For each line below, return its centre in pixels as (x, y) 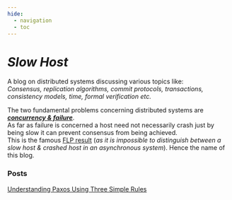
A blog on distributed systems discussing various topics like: (95, 81)
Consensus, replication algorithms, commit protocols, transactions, (105, 89)
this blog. (21, 155)
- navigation (33, 20)
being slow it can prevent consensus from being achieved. (93, 133)
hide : (15, 14)
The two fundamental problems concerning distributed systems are (105, 110)
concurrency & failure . (41, 118)
